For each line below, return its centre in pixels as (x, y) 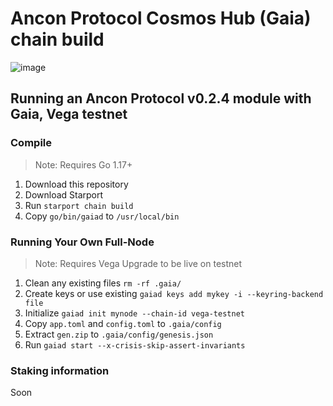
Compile (31, 143)
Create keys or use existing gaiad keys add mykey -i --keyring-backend (174, 293)
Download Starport (64, 194)
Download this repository (76, 184)
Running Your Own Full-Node (82, 242)
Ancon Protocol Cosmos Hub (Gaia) (161, 18)
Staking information (60, 370)
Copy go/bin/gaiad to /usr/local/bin (102, 216)
